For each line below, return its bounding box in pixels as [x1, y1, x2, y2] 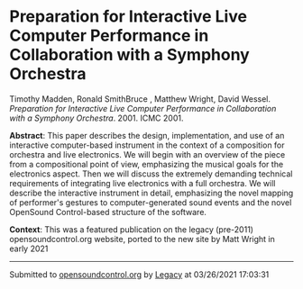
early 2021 [9, 243, 49, 254]
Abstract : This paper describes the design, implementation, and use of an [9, 130, 285, 140]
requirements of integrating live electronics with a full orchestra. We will [9, 177, 276, 188]
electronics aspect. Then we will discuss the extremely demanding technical [9, 168, 293, 179]
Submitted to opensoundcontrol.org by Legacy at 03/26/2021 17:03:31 [9, 268, 270, 280]
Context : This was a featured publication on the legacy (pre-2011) [9, 223, 254, 235]
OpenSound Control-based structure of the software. [9, 206, 207, 217]
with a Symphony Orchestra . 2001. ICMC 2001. [9, 113, 184, 123]
